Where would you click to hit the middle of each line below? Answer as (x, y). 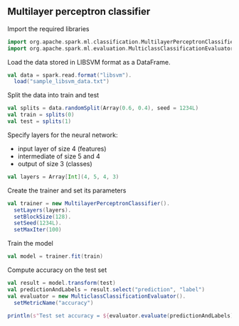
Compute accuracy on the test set (57, 270)
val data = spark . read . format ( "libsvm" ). (70, 75)
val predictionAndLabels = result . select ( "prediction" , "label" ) (106, 289)
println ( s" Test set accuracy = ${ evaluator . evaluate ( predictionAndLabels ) (121, 315)
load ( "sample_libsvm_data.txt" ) (62, 82)
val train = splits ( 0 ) (41, 115)
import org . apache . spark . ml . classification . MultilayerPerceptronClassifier (122, 42)
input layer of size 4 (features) (62, 148)
